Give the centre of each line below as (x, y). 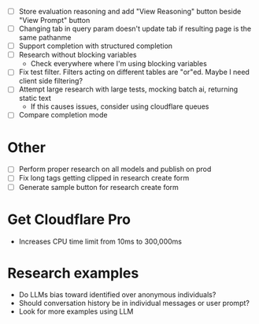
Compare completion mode (63, 115)
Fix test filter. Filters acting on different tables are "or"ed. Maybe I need (134, 72)
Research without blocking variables (78, 55)
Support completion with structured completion (96, 46)
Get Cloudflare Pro (69, 219)
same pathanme (45, 38)
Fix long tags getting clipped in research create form (104, 178)
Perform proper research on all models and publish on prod (115, 169)
